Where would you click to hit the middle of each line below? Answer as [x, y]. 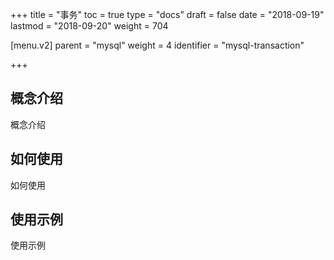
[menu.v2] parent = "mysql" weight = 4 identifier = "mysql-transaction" [157, 45]
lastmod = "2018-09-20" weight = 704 [89, 26]
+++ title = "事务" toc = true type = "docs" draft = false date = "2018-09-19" [167, 14]
